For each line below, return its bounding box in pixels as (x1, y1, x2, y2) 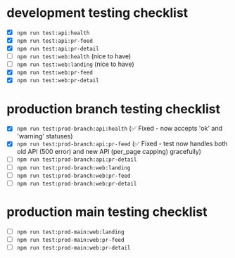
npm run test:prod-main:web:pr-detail (16, 244, 131, 251)
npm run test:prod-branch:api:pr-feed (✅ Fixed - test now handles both (16, 139, 228, 148)
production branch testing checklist (6, 101, 221, 117)
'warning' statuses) (16, 132, 73, 141)
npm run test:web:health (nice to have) (16, 52, 132, 60)
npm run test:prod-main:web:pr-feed (16, 236, 125, 243)
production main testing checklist (6, 204, 208, 219)
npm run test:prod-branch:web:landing (16, 164, 131, 172)
